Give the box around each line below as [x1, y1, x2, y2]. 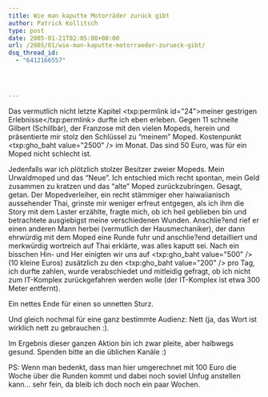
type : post [8, 26, 45, 34]
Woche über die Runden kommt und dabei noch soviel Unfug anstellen [8, 371, 242, 380]
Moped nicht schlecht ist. [8, 149, 92, 158]
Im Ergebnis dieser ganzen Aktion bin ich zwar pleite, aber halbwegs [8, 338, 234, 348]
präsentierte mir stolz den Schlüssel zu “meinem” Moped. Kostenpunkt [8, 131, 242, 141]
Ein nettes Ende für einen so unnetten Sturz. [8, 299, 154, 308]
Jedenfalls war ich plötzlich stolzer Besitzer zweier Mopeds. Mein [8, 164, 226, 174]
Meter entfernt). [8, 283, 61, 293]
